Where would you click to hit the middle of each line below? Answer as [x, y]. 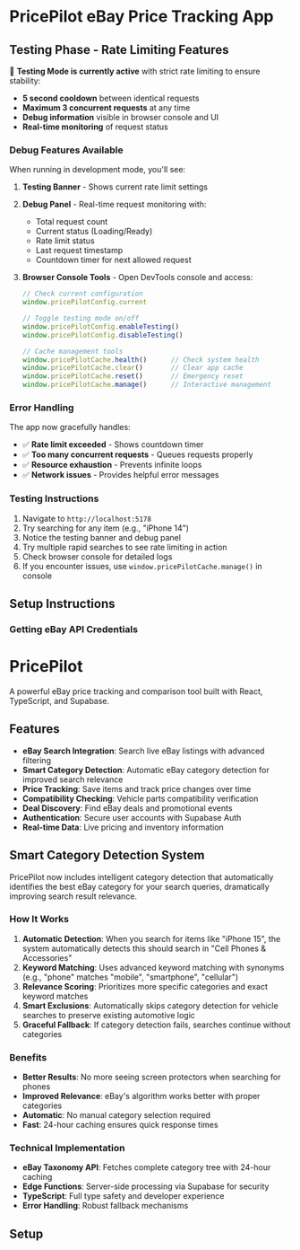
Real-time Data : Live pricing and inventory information [123, 827]
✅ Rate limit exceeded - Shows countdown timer [113, 445]
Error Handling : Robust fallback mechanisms [105, 1206]
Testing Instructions [54, 498]
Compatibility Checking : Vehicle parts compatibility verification [140, 798]
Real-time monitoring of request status [95, 127]
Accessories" [47, 957]
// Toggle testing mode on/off [81, 319]
